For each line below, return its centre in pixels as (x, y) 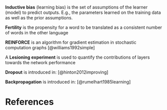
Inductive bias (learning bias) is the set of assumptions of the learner (77, 7)
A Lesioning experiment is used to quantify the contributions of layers (78, 57)
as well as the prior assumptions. (39, 18)
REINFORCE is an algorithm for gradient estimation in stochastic (71, 42)
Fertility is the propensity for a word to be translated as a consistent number (84, 27)
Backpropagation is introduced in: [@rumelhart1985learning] (68, 82)
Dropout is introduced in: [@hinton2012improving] (57, 72)
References (29, 102)
